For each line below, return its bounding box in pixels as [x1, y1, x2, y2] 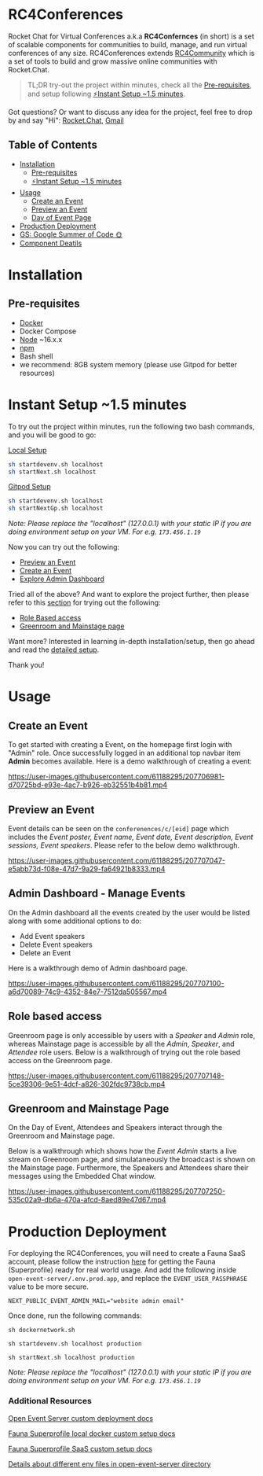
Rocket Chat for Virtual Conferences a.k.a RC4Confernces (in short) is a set [8, 31, 254, 41]
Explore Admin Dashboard [19, 574, 104, 583]
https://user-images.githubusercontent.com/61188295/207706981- [8, 772, 225, 782]
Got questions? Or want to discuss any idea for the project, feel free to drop [8, 107, 253, 116]
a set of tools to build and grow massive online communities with [8, 57, 217, 66]
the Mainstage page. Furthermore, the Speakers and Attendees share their [8, 1163, 249, 1172]
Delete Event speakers [19, 940, 93, 949]
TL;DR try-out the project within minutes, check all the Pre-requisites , [27, 80, 253, 90]
